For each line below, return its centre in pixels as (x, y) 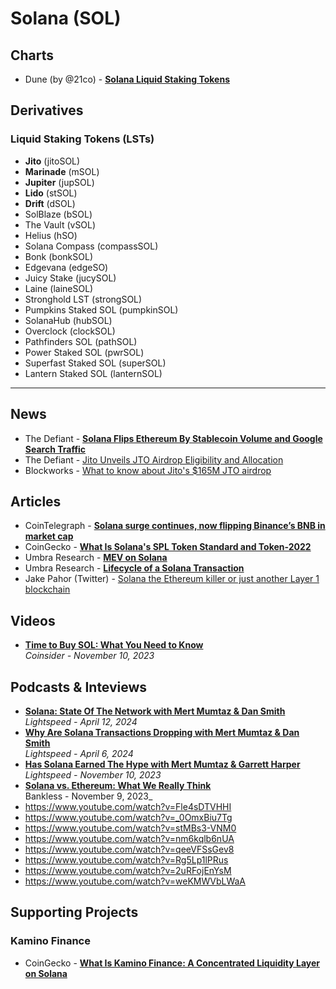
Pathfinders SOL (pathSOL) (81, 341)
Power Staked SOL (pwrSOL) (84, 352)
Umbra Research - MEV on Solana (96, 558)
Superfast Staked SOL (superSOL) (95, 363)
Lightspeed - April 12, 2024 (81, 721)
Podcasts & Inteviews (79, 687)
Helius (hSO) (51, 235)
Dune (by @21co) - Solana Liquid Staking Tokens (127, 79)
